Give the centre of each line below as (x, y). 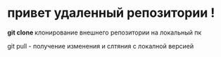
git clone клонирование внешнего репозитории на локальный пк (105, 32)
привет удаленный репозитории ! (111, 13)
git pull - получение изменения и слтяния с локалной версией (101, 46)
